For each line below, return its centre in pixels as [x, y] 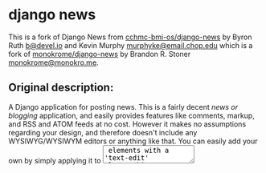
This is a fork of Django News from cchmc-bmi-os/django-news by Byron [130, 37]
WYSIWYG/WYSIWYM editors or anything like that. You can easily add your [133, 141]
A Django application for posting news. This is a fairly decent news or [123, 107]
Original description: [61, 88]
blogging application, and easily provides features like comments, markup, [131, 115]
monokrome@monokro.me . [53, 62]
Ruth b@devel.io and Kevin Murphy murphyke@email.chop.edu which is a [131, 45]
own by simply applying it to [55, 160]
